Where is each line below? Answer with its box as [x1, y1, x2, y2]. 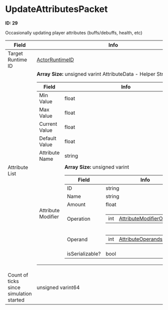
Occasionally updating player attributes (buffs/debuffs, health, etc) [5, 29, 142, 35]
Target [7, 50, 23, 57]
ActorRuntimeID [36, 56, 74, 63]
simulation [7, 290, 32, 297]
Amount [66, 201, 86, 208]
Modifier [39, 213, 59, 220]
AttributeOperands [119, 236, 162, 243]
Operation [66, 215, 91, 222]
